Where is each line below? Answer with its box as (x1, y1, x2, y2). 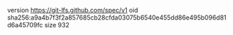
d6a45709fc (7, 21, 44, 29)
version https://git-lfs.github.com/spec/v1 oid (7, 6, 139, 14)
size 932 (44, 21, 70, 29)
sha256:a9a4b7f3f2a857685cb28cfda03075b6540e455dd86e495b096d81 (7, 13, 227, 22)
